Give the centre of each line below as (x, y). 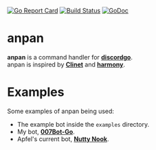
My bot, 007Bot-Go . (46, 132)
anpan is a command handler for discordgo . (70, 57)
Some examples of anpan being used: (61, 111)
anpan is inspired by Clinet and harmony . (66, 64)
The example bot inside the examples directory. (83, 124)
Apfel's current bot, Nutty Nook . (63, 139)
